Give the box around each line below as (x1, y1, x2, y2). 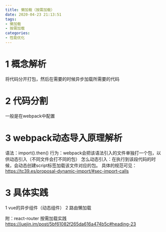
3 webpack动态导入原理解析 (5, 132, 123, 143)
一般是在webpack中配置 (5, 113, 55, 119)
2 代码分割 (5, 96, 49, 107)
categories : (5, 31, 30, 36)
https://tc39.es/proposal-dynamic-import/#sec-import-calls (5, 168, 129, 174)
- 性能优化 (5, 36, 25, 41)
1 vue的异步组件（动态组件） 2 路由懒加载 (5, 204, 92, 210)
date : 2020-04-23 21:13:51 (5, 12, 62, 17)
